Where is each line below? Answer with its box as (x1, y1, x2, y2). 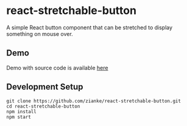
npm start (6, 114, 32, 120)
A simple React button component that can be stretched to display (6, 24, 172, 31)
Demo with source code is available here (6, 64, 108, 71)
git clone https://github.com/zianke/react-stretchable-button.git (6, 98, 182, 104)
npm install (6, 108, 37, 114)
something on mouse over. (6, 30, 73, 37)
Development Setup (6, 82, 83, 92)
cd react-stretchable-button (6, 103, 80, 110)
